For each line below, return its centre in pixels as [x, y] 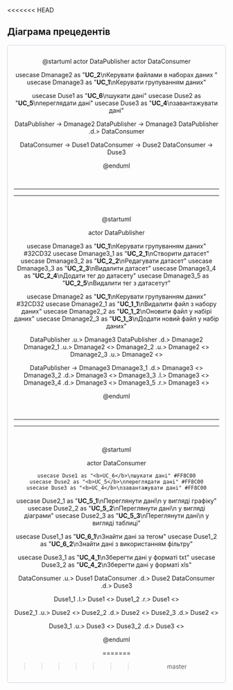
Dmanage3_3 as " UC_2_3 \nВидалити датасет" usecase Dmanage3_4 [116, 268]
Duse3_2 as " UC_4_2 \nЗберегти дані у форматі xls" [116, 564]
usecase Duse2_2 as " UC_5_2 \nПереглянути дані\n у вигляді [116, 508]
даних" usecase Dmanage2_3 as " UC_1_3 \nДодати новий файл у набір [116, 319]
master [177, 666]
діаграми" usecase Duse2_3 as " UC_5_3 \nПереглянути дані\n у [116, 515]
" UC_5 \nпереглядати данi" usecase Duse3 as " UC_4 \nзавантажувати [116, 103]
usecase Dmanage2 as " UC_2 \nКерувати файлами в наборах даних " [116, 74]
